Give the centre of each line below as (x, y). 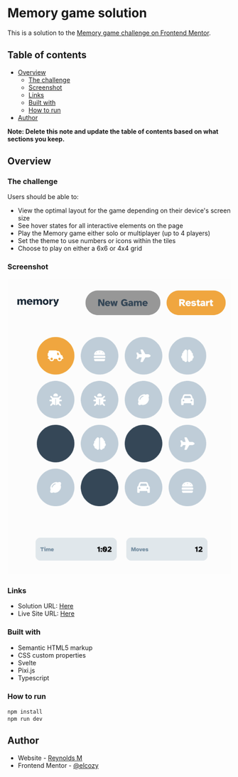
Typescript (33, 677)
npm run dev (25, 719)
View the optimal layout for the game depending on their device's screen (124, 210)
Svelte (27, 663)
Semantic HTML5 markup (55, 648)
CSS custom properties (52, 655)
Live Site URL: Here (46, 613)
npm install (25, 712)
